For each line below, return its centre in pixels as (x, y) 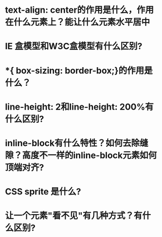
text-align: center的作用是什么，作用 (80, 10)
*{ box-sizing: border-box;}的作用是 (79, 70)
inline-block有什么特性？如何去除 (72, 143)
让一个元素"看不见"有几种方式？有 (74, 216)
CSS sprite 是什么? (43, 192)
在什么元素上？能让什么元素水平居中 (78, 22)
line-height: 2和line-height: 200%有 (80, 107)
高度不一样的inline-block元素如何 (90, 155)
